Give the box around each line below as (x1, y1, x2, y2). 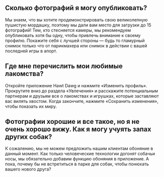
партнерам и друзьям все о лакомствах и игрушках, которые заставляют (5, 93, 159, 99)
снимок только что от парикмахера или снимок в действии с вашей (5, 42, 147, 48)
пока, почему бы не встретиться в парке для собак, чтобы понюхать (5, 161, 149, 167)
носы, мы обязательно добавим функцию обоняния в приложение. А (5, 156, 149, 162)
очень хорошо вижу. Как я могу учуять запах (5, 125, 151, 134)
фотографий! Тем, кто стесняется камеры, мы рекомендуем (5, 27, 131, 33)
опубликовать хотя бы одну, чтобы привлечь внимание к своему (5, 32, 141, 38)
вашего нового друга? (5, 166, 51, 172)
